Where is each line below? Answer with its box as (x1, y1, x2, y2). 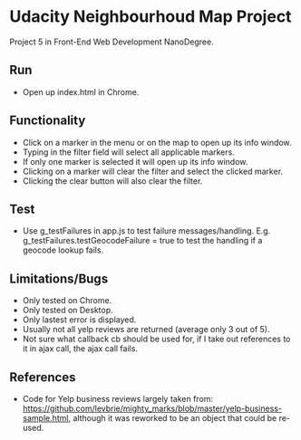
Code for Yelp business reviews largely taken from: (22, 394, 214, 404)
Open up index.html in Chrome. (22, 86, 140, 97)
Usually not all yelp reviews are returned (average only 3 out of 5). (22, 324, 270, 335)
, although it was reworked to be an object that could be (67, 413, 277, 423)
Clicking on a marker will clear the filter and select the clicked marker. (22, 166, 284, 177)
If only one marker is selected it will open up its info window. (22, 156, 248, 167)
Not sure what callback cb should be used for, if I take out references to (22, 333, 291, 345)
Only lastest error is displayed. (22, 314, 137, 325)
